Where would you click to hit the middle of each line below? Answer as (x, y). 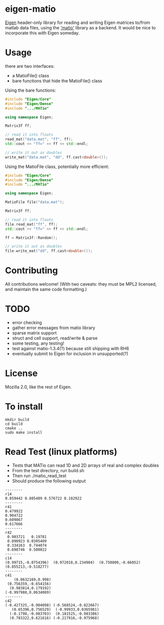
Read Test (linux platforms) (61, 452)
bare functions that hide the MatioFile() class (57, 81)
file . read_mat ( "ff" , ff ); (31, 224)
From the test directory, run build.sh (48, 470)
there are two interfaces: (30, 66)
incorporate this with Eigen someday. (42, 33)
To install (24, 407)
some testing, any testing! (38, 343)
